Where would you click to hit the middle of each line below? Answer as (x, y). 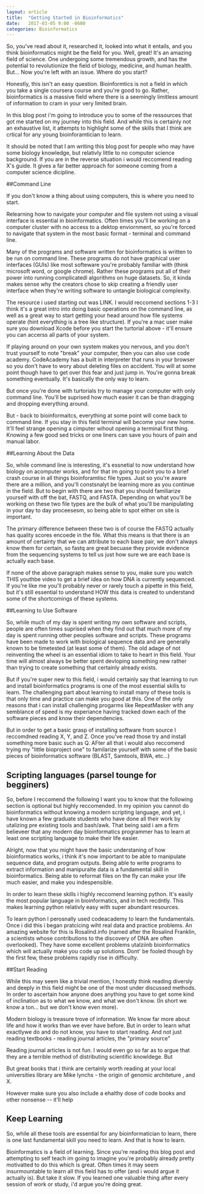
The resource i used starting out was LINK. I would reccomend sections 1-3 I (102, 303)
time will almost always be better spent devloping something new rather (97, 661)
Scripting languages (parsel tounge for (82, 775)
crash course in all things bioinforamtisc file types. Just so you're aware (97, 478)
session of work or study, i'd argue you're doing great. (75, 1184)
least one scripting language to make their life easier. (72, 838)
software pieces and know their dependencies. (65, 718)
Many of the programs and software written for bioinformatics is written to (99, 252)
